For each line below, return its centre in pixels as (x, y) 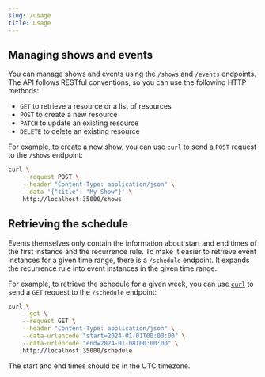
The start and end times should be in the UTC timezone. (99, 366)
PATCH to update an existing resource (79, 123)
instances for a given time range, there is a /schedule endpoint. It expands (129, 260)
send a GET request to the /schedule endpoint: (83, 292)
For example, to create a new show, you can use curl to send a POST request (132, 147)
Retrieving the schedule (68, 224)
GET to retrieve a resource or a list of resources (95, 106)
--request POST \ (51, 177)
